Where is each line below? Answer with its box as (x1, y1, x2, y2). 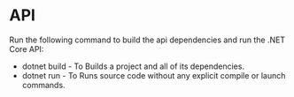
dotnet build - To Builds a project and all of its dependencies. (21, 61, 245, 71)
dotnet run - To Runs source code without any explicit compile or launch (21, 70, 286, 80)
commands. (21, 79, 66, 90)
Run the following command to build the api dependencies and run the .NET (9, 34, 286, 45)
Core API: (9, 43, 44, 54)
